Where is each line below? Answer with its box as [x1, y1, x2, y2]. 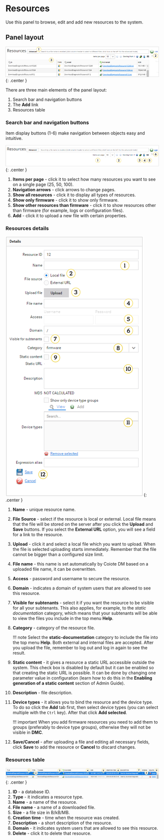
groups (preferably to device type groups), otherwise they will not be [12, 725, 151, 730]
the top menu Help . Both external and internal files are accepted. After [12, 639, 154, 646]
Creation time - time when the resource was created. [12, 815, 120, 820]
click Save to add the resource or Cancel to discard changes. [12, 744, 136, 750]
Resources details [5, 225, 49, 232]
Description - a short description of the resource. [12, 820, 112, 826]
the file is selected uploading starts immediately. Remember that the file [12, 546, 157, 552]
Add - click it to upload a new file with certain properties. [12, 213, 127, 219]
